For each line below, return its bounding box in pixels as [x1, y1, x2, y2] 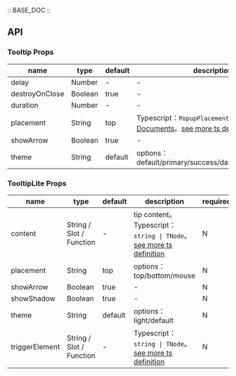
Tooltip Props [7, 47, 54, 57]
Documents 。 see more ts [136, 123, 221, 133]
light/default [133, 316, 174, 325]
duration [11, 100, 39, 110]
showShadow [11, 293, 56, 303]
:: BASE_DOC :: [7, 6, 51, 14]
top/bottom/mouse [133, 271, 195, 280]
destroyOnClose [11, 89, 65, 98]
